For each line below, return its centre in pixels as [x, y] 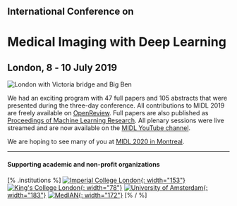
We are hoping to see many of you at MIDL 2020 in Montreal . [96, 142]
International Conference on [71, 12]
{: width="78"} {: [144, 187]
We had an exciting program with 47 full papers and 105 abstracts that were [117, 98]
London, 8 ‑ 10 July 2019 [62, 67]
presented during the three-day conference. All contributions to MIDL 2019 [116, 105]
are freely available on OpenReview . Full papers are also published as [108, 113]
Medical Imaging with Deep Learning [117, 42]
